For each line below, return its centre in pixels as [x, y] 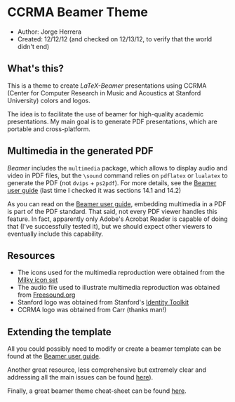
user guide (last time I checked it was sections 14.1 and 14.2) [94, 190]
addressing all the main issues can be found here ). [80, 377]
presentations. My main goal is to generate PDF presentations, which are [112, 121]
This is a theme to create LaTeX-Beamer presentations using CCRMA [107, 86]
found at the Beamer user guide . [54, 356]
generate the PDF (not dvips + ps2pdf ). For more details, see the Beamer [112, 182]
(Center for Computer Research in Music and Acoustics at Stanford [104, 93]
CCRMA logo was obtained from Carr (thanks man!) [92, 310]
